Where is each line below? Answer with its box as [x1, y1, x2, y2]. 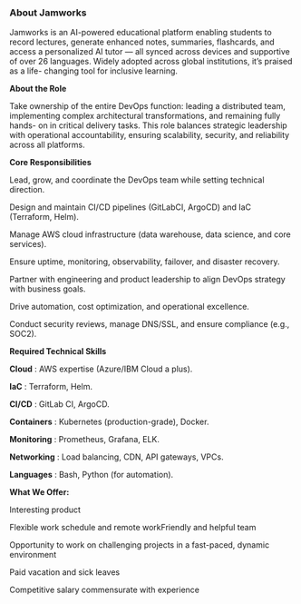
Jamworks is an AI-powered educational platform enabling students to [9, 27, 272, 38]
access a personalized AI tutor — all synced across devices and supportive [9, 46, 290, 57]
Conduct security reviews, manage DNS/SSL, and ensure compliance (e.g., [9, 319, 290, 330]
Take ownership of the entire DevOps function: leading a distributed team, [9, 101, 286, 112]
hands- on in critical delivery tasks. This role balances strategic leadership [9, 120, 287, 131]
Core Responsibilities [9, 157, 92, 168]
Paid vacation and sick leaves [9, 567, 121, 578]
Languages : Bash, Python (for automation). [9, 470, 174, 480]
